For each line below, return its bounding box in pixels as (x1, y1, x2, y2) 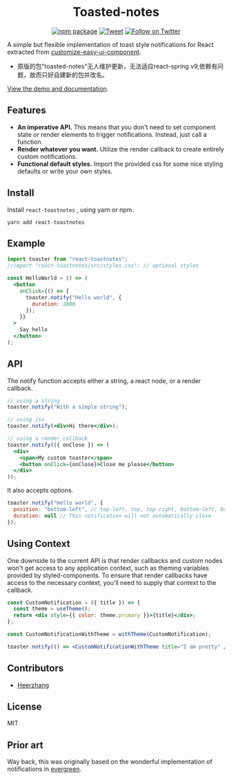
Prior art (7, 739, 43, 751)
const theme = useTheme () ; (13, 606, 91, 613)
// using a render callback (7, 435, 88, 443)
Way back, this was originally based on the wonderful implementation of (7, 758, 213, 766)
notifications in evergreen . (7, 765, 81, 773)
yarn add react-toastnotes (7, 219, 85, 225)
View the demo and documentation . (7, 84, 109, 93)
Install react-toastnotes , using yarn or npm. (7, 205, 135, 214)
